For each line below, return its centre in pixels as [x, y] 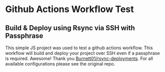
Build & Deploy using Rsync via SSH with [70, 28]
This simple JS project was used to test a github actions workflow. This [79, 48]
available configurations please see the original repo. [60, 64]
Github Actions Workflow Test [70, 9]
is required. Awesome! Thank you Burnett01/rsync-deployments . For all [79, 58]
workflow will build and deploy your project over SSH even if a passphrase [82, 53]
